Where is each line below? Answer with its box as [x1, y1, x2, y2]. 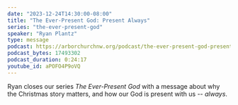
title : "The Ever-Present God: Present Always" [7, 17, 151, 24]
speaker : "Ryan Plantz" [7, 30, 78, 37]
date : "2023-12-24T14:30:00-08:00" [7, 10, 113, 18]
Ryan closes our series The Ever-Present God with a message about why [7, 82, 220, 90]
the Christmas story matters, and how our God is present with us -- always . [7, 89, 228, 98]
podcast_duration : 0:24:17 [7, 56, 87, 63]
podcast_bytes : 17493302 [7, 50, 81, 57]
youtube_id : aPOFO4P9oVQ [7, 63, 81, 70]
